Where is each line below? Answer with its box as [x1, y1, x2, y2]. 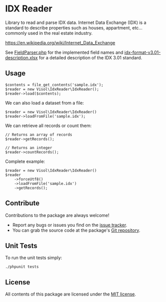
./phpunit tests [5, 265, 39, 270]
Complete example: [5, 158, 45, 164]
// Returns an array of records [5, 132, 72, 137]
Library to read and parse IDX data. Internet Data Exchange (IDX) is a [5, 19, 147, 25]
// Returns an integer [5, 145, 52, 150]
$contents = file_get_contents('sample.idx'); [5, 82, 104, 87]
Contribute [5, 199, 40, 207]
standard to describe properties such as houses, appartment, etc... [5, 24, 143, 30]
